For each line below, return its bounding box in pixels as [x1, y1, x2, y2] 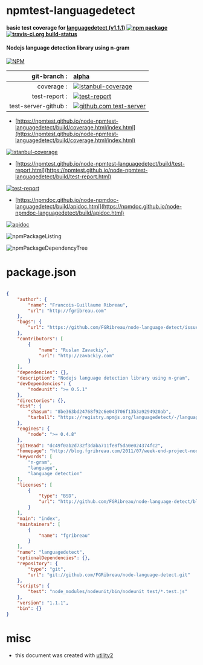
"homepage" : [17, 448, 47, 454]
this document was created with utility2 [14, 651, 114, 659]
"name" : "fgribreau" [38, 533, 91, 539]
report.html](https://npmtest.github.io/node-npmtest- [14, 166, 148, 174]
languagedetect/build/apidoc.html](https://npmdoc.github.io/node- [14, 203, 182, 210]
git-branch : [31, 72, 68, 80]
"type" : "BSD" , [38, 493, 77, 499]
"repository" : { [17, 560, 59, 566]
